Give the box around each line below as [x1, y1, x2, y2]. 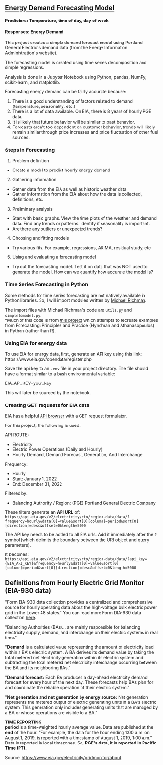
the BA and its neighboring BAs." [5, 665, 71, 671]
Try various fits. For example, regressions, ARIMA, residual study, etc [12, 245, 151, 251]
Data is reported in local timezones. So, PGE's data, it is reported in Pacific [5, 740, 157, 746]
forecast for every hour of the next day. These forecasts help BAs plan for [5, 680, 154, 685]
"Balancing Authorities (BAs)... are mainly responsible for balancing [5, 624, 141, 630]
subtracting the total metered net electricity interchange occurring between [5, 659, 157, 666]
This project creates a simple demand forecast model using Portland [5, 40, 143, 45]
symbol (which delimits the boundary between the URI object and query [5, 537, 150, 543]
